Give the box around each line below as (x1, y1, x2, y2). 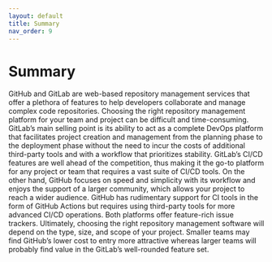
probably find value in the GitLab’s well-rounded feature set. (8, 245, 209, 255)
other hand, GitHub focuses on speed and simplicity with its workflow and (8, 176, 256, 186)
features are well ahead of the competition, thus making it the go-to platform (8, 158, 265, 168)
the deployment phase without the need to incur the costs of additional (8, 141, 246, 151)
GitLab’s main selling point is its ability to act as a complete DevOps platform (8, 124, 264, 133)
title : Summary (8, 20, 60, 28)
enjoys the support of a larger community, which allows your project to (8, 184, 245, 194)
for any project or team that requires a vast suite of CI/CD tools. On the (8, 167, 245, 177)
